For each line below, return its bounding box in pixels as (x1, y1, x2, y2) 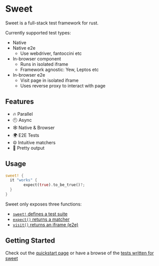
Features (5, 97, 34, 106)
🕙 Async (12, 117, 32, 123)
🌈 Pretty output (12, 145, 45, 151)
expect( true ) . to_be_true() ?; (23, 182, 85, 188)
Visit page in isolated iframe (20, 77, 79, 83)
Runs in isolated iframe (20, 61, 69, 67)
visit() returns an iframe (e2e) (12, 221, 79, 227)
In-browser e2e (12, 72, 46, 78)
